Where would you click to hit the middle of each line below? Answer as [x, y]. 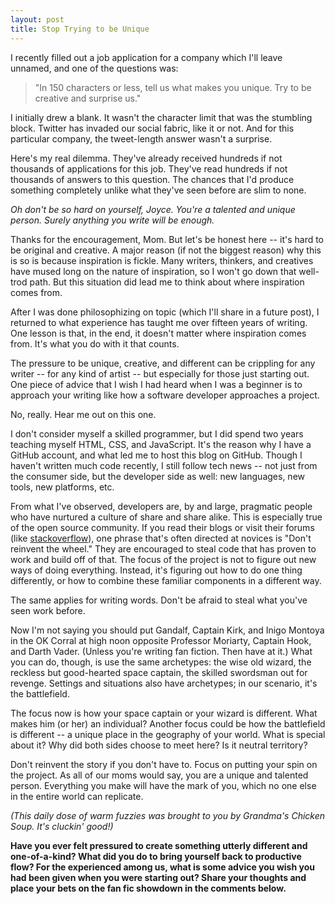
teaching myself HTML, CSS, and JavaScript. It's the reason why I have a [161, 444]
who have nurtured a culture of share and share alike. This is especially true [166, 517]
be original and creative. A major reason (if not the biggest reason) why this [166, 250]
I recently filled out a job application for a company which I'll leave [146, 57]
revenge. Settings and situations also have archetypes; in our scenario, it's [164, 683]
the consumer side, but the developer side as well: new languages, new [158, 476]
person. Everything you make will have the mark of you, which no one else [163, 785]
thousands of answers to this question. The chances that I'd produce [152, 179]
